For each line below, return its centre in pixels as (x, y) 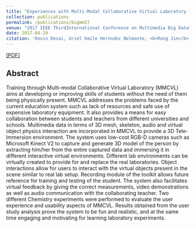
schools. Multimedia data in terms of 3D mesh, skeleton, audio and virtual (94, 125)
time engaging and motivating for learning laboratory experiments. (86, 218)
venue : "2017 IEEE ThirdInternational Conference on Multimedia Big (91, 28)
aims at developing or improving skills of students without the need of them (97, 93)
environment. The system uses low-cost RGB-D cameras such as (111, 137)
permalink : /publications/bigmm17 (48, 22)
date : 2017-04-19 (27, 33)
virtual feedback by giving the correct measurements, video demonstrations (97, 187)
